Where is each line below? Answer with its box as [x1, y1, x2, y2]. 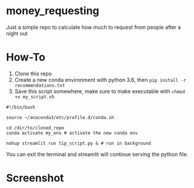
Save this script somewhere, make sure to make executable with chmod [14, 87, 185, 95]
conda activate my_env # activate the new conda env [6, 130, 138, 136]
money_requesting [6, 4, 100, 18]
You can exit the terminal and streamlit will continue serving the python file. [6, 150, 189, 157]
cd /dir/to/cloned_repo [6, 125, 65, 131]
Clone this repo [14, 70, 52, 77]
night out [6, 29, 28, 37]
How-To [6, 51, 46, 64]
